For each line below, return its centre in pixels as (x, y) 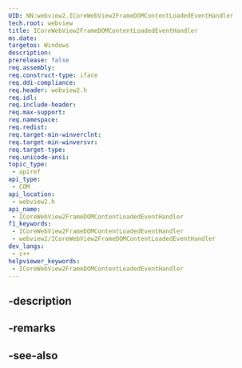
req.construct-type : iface (53, 75)
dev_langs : (26, 246)
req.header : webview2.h (48, 90)
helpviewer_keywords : (44, 261)
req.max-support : (37, 113)
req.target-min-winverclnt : (55, 134)
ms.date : (23, 38)
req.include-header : (43, 105)
